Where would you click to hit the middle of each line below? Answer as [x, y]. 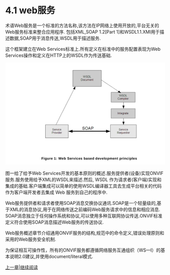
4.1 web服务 [30, 10]
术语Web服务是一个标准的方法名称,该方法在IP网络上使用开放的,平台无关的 [82, 25]
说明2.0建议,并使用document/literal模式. [51, 257]
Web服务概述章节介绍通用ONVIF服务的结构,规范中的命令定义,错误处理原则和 [85, 233]
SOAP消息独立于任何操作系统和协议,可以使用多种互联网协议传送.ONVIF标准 [84, 216]
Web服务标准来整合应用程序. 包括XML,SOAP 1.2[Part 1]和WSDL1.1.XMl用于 [82, 32]
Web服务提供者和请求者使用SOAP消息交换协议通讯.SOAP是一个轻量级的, [81, 203]
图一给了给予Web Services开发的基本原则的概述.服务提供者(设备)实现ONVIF [84, 173]
